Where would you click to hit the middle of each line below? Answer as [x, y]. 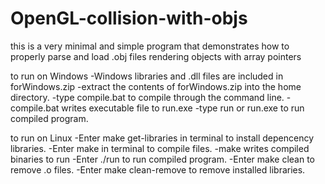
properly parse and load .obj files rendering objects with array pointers [156, 56]
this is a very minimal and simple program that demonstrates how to [150, 46]
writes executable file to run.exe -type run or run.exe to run [183, 108]
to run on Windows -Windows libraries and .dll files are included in [147, 76]
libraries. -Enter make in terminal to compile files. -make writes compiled [160, 148]
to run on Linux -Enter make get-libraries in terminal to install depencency [162, 138]
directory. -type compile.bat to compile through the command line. [147, 97]
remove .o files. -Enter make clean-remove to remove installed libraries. [158, 169]
